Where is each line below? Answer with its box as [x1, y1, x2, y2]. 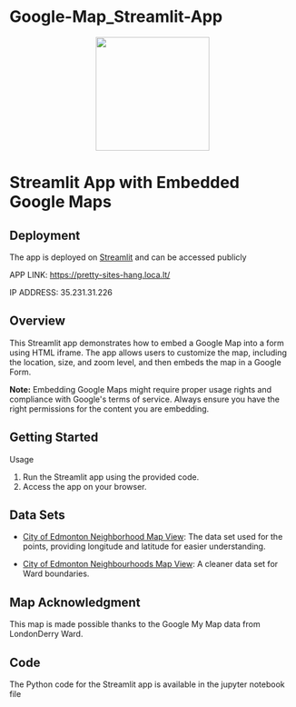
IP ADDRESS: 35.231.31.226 [9, 286, 113, 297]
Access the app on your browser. [22, 481, 147, 492]
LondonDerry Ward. [9, 629, 84, 640]
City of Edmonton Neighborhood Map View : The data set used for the [22, 532, 283, 543]
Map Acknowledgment [9, 594, 141, 610]
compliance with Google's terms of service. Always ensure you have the [9, 393, 280, 404]
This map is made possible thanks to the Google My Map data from [9, 619, 261, 630]
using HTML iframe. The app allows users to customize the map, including [9, 347, 288, 358]
